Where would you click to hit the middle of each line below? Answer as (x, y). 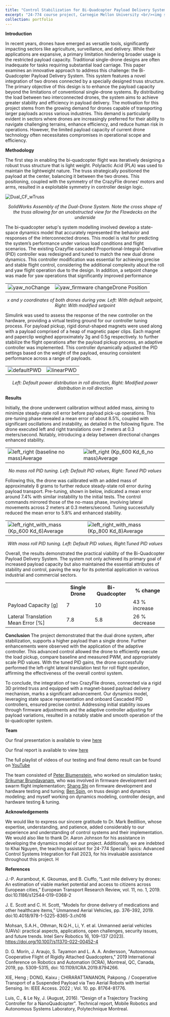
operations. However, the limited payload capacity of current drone (75, 130)
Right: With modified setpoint (85, 306)
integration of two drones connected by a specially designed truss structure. (85, 81)
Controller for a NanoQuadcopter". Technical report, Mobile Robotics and (81, 1003)
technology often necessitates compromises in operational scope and (78, 135)
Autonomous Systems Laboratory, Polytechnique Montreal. (67, 1009)
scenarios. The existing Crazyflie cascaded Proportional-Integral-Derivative (84, 249)
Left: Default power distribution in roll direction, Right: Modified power (85, 383)
